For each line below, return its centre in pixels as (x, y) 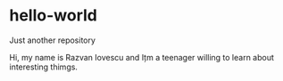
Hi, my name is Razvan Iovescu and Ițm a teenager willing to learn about (142, 57)
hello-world (54, 16)
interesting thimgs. (44, 67)
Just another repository (53, 40)
